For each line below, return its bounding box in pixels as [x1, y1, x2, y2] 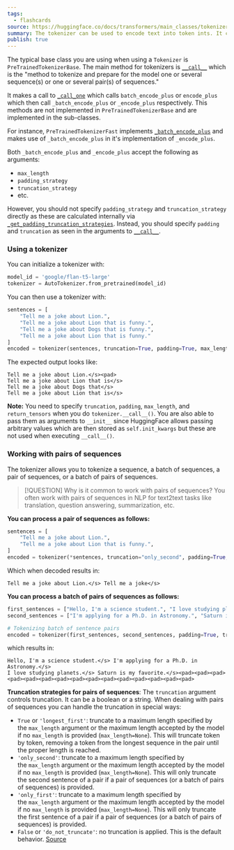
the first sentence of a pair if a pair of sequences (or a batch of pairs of [17, 813, 222, 821]
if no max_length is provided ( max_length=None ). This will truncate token [17, 731, 221, 740]
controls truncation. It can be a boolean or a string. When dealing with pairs [7, 696, 224, 704]
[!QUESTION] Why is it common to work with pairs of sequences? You [24, 486, 226, 494]
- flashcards [13, 17, 52, 24]
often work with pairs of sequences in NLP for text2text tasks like [24, 493, 212, 501]
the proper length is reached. [17, 746, 101, 754]
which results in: [7, 644, 54, 652]
